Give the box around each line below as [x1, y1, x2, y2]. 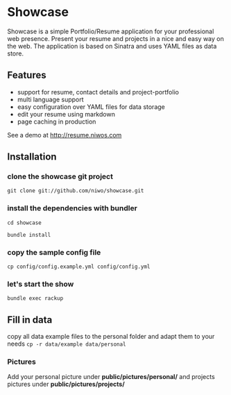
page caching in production [17, 117, 96, 126]
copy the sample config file [7, 247, 101, 257]
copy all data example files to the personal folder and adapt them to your [7, 333, 215, 341]
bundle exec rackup [7, 295, 64, 302]
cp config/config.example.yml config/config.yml [7, 263, 151, 271]
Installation [7, 151, 57, 163]
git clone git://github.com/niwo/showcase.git [7, 187, 144, 194]
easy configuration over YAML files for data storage [17, 102, 165, 111]
